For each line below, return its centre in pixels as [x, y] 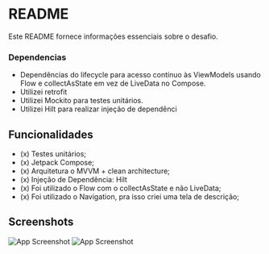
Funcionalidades [51, 134]
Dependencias [37, 57]
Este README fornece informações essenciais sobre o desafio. [114, 36]
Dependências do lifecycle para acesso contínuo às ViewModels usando [141, 75]
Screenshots [41, 222]
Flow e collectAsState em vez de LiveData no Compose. [113, 83]
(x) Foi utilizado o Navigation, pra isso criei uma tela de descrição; [130, 197]
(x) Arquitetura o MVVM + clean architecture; [95, 171]
